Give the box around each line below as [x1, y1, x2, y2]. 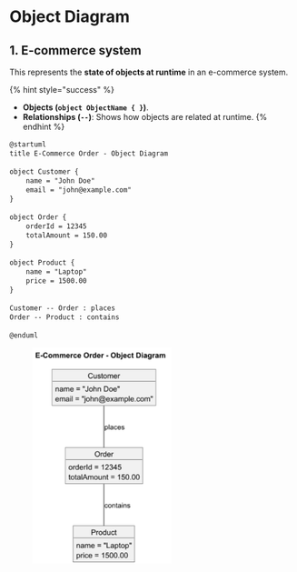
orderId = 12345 [25, 222, 88, 231]
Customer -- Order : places [9, 304, 116, 313]
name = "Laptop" [25, 267, 88, 276]
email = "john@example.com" [25, 186, 132, 195]
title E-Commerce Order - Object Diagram [9, 149, 169, 158]
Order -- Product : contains [9, 313, 120, 322]
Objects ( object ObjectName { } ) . [22, 102, 149, 113]
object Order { [9, 213, 67, 222]
